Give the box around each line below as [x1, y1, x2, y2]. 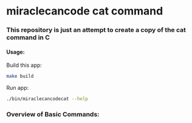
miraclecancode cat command [6, 4, 163, 18]
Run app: [6, 84, 29, 92]
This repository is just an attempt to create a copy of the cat [6, 26, 187, 34]
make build [6, 74, 34, 80]
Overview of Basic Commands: [6, 110, 100, 118]
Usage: [6, 48, 26, 55]
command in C [6, 33, 50, 42]
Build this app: [6, 61, 43, 69]
